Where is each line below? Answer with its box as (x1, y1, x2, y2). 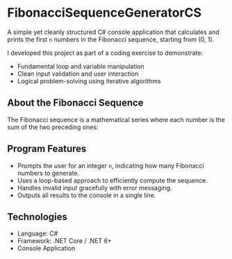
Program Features (7, 143, 87, 155)
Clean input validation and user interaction (17, 69, 139, 78)
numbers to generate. (17, 169, 80, 177)
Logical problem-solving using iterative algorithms (17, 76, 161, 85)
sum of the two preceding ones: (7, 123, 99, 131)
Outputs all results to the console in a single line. (17, 191, 156, 199)
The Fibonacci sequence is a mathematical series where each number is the (7, 115, 226, 124)
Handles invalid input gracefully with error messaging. (17, 183, 172, 192)
